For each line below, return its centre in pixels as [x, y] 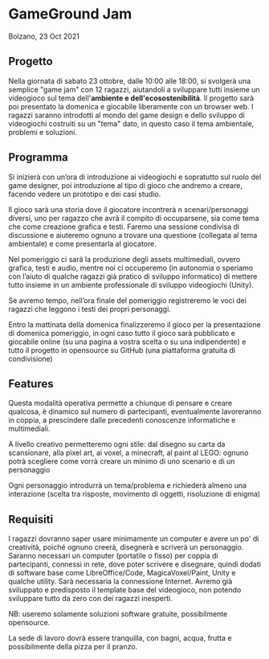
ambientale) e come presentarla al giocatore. [82, 244]
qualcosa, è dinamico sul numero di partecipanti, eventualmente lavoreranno [135, 411]
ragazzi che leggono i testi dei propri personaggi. [90, 309]
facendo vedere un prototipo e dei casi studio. [85, 194]
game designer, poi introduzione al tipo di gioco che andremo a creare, [126, 185]
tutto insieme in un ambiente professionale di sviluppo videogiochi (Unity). [131, 284]
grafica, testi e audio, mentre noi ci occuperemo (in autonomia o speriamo [131, 268]
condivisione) [31, 358]
